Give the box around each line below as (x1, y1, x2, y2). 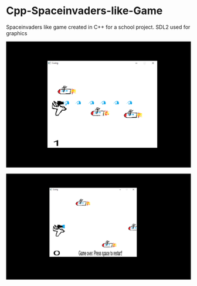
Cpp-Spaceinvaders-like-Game (6, 4, 163, 18)
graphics (6, 29, 28, 36)
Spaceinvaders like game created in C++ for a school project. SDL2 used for (6, 23, 191, 30)
